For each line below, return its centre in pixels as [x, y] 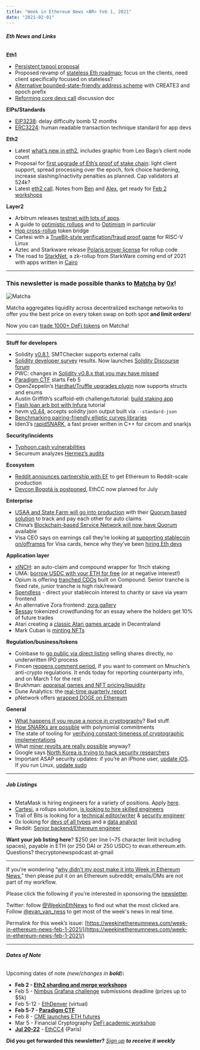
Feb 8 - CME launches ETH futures [57, 1017]
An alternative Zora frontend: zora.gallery [65, 605]
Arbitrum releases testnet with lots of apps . [68, 218]
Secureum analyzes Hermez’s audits [60, 453]
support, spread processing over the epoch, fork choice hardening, [97, 169]
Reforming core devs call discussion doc [65, 98]
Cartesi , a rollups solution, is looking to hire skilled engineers [89, 809]
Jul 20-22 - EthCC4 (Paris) [48, 1029]
